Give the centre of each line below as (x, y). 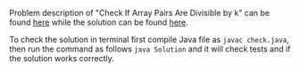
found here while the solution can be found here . (99, 22)
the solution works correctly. (62, 58)
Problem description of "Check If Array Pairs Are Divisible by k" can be (140, 13)
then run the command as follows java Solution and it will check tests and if (150, 49)
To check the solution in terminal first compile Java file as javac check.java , (150, 40)
